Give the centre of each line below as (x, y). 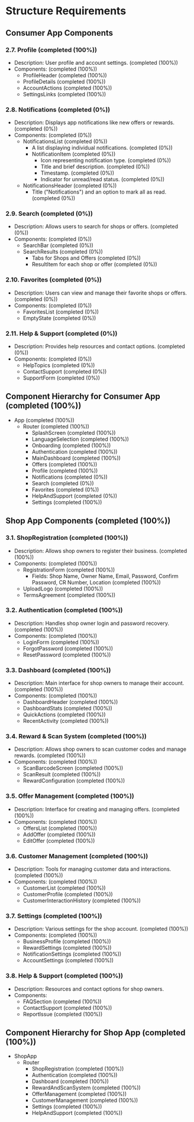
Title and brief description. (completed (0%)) (95, 167)
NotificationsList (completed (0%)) (65, 141)
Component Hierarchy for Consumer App (83, 396)
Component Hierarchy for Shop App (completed (96, 1033)
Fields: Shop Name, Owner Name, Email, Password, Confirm (105, 576)
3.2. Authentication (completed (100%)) (64, 610)
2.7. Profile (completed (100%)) (51, 50)
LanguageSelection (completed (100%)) (80, 439)
